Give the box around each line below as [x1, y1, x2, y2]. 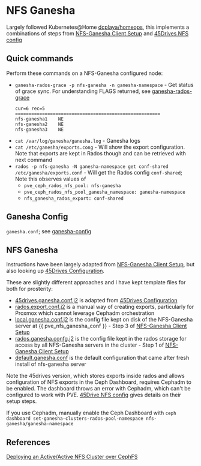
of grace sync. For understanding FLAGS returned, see [14, 88, 151, 95]
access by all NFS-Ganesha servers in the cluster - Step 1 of [14, 341, 164, 348]
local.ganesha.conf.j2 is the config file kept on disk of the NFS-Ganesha [14, 316, 193, 323]
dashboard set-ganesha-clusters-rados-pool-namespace [6, 416, 144, 422]
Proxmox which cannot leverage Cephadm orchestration [14, 309, 155, 317]
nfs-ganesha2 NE [14, 121, 64, 127]
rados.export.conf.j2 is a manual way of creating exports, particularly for [14, 303, 194, 311]
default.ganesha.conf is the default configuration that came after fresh [14, 354, 190, 362]
